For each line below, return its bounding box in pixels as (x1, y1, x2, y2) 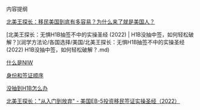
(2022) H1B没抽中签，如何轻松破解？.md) (6, 46, 110, 53)
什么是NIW (6, 59, 33, 66)
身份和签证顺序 (6, 72, 44, 79)
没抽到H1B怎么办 (6, 85, 48, 92)
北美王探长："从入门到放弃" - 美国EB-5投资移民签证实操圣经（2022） (6, 97, 181, 105)
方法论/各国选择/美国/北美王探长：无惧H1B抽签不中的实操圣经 (31, 39, 185, 45)
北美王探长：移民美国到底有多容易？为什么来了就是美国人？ (6, 18, 155, 25)
